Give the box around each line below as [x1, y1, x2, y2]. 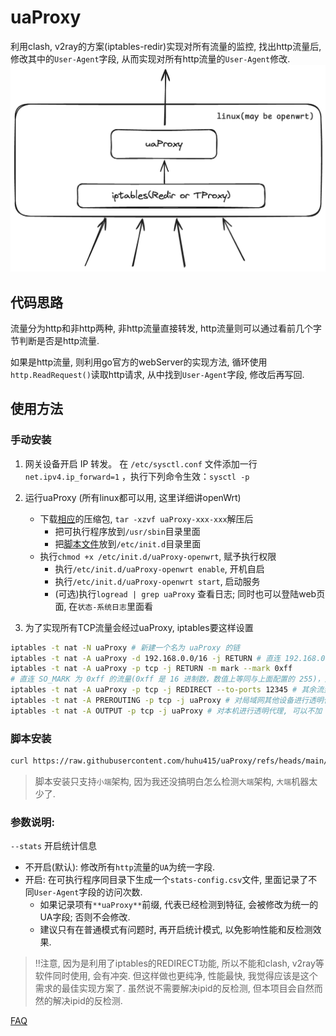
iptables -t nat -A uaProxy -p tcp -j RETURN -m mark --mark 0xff [10, 664, 293, 674]
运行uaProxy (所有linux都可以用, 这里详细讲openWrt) [24, 491, 242, 503]
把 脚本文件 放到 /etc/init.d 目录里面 [54, 537, 202, 550]
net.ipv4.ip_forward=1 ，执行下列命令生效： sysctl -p [24, 470, 250, 482]
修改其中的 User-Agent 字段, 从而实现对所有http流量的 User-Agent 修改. [10, 52, 291, 65]
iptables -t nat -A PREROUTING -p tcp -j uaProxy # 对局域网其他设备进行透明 [10, 696, 324, 706]
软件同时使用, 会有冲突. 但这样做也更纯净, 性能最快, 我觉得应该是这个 [34, 970, 318, 982]
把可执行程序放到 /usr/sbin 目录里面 [54, 525, 201, 537]
